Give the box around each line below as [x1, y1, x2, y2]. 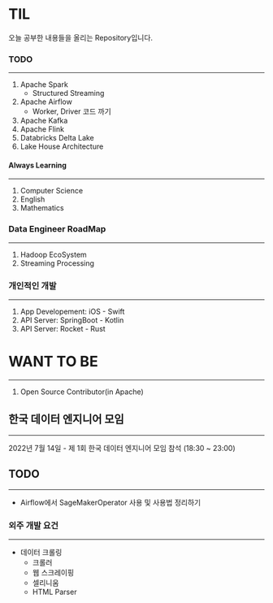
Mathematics [19, 203, 64, 213]
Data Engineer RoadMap [8, 223, 106, 235]
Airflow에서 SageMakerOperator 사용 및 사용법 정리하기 [19, 497, 201, 507]
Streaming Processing [19, 258, 95, 268]
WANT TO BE [8, 353, 99, 371]
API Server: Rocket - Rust [19, 324, 106, 334]
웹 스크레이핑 [32, 567, 75, 577]
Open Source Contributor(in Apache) [19, 387, 144, 397]
